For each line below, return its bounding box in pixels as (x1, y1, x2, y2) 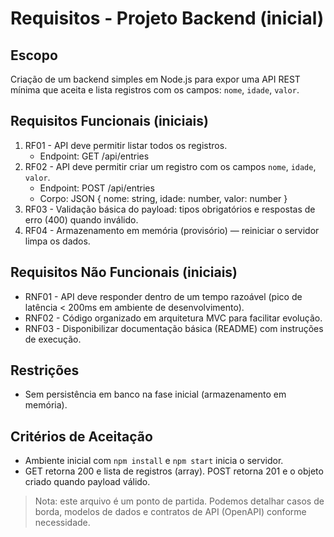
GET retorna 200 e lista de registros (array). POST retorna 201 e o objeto (24, 465, 324, 477)
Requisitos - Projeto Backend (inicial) (10, 7, 325, 30)
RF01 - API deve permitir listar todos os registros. (24, 139, 228, 151)
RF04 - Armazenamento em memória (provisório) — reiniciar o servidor (24, 224, 320, 236)
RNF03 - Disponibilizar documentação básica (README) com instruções (24, 322, 324, 334)
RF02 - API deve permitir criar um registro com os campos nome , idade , (24, 160, 317, 172)
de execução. (24, 333, 82, 345)
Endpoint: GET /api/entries (39, 150, 150, 162)
